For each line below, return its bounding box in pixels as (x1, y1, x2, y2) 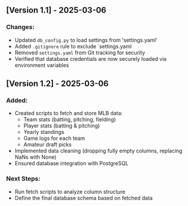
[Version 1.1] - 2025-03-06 (6, 5, 107, 15)
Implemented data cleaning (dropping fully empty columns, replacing (14, 148, 183, 155)
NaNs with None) (14, 153, 57, 161)
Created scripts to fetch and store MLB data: (14, 110, 123, 117)
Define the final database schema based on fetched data (14, 194, 153, 201)
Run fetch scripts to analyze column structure (14, 188, 126, 195)
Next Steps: (6, 175, 41, 183)
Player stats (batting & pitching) (23, 122, 100, 129)
